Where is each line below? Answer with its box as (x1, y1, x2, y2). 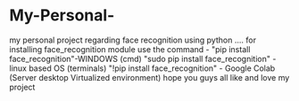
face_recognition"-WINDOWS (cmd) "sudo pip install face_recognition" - (9, 53, 277, 64)
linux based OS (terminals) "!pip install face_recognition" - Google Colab (9, 63, 276, 74)
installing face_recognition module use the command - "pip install (9, 43, 251, 54)
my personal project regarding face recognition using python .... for (9, 35, 257, 45)
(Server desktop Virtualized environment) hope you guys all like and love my (9, 72, 290, 82)
